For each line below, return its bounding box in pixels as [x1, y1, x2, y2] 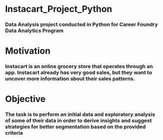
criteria [5, 130, 23, 137]
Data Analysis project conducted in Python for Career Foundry [5, 21, 158, 28]
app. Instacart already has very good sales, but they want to [5, 69, 152, 76]
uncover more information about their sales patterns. [5, 75, 135, 82]
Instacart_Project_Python [5, 3, 113, 15]
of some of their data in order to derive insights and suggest [5, 117, 152, 124]
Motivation [5, 45, 51, 57]
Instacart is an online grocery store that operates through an [5, 63, 153, 70]
